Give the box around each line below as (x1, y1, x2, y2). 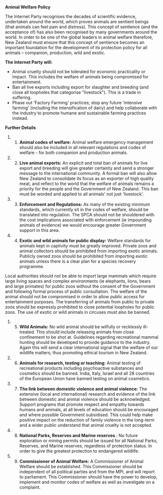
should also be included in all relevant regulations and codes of (19, 145, 146, 150)
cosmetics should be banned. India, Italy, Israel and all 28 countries (19, 370, 155, 376)
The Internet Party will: (5, 59, 53, 65)
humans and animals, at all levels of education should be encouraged (19, 407, 159, 412)
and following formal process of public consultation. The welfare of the (5, 288, 147, 294)
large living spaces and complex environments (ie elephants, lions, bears (5, 278, 151, 284)
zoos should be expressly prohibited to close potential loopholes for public (5, 304, 155, 310)
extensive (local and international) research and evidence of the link (19, 391, 156, 397)
